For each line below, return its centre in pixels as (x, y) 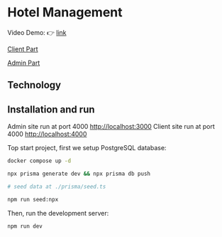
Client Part (23, 49)
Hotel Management (65, 12)
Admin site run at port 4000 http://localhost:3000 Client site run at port (111, 127)
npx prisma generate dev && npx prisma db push (79, 174)
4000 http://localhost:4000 (47, 134)
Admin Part (24, 63)
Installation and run (51, 109)
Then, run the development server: (58, 213)
